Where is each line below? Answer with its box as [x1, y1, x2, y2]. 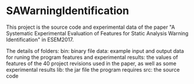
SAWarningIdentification [6, 4, 129, 18]
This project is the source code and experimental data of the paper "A [6, 23, 175, 31]
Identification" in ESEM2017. [6, 36, 74, 43]
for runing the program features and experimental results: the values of [6, 53, 178, 61]
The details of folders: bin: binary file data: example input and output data [6, 47, 184, 54]
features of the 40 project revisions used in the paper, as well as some [6, 60, 176, 67]
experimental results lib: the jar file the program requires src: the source [6, 66, 180, 73]
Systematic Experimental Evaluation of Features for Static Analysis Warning [6, 29, 189, 36]
